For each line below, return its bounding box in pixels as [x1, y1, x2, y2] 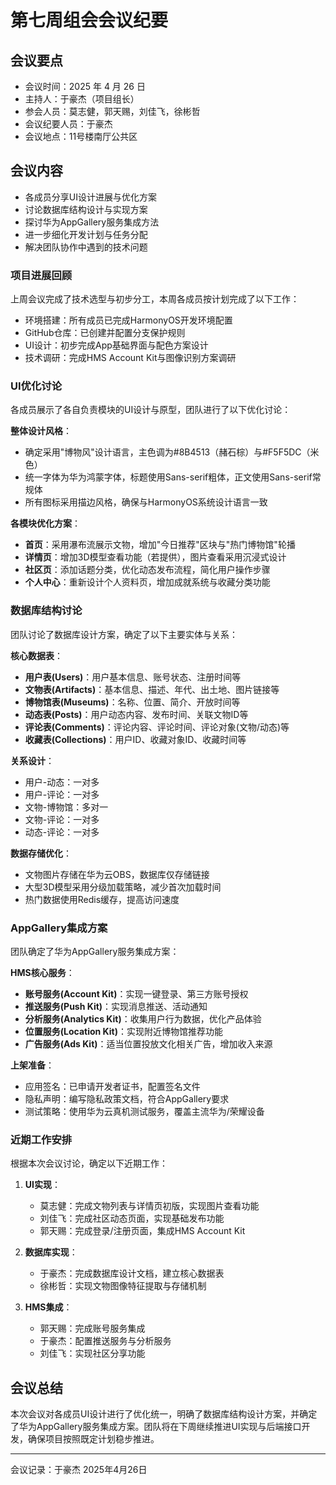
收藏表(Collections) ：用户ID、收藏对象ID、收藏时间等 [24, 733, 247, 745]
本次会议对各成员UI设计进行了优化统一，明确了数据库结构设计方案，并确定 [10, 1408, 318, 1420]
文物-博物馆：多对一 [24, 801, 109, 813]
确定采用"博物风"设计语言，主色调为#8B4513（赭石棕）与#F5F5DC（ [24, 446, 311, 458]
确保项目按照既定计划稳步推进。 [27, 1433, 160, 1445]
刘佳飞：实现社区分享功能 [39, 1347, 146, 1360]
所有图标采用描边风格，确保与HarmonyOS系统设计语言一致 [24, 496, 268, 508]
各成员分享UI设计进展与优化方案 [24, 191, 157, 203]
